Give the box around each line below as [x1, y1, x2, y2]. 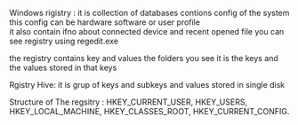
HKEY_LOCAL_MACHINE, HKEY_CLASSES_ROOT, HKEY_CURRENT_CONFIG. [9, 106, 290, 116]
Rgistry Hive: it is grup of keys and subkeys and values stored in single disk [9, 80, 286, 90]
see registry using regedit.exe [9, 35, 118, 46]
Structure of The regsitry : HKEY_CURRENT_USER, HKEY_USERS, [9, 97, 247, 107]
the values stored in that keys [9, 62, 117, 73]
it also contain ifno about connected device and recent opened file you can [9, 27, 285, 36]
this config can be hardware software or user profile [9, 17, 200, 27]
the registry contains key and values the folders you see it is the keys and [9, 53, 278, 63]
